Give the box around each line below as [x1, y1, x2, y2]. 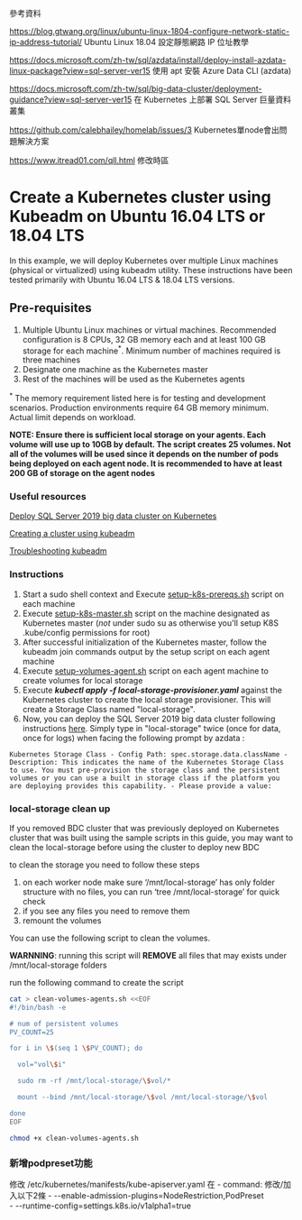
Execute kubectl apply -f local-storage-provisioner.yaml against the [22, 684, 282, 695]
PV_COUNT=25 [9, 1027, 54, 1037]
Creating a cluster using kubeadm [9, 528, 135, 539]
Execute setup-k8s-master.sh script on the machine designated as [22, 608, 270, 619]
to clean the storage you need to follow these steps [9, 859, 200, 870]
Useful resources [9, 490, 87, 502]
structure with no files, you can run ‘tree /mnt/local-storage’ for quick [22, 886, 280, 897]
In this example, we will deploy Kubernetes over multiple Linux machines [9, 255, 279, 266]
